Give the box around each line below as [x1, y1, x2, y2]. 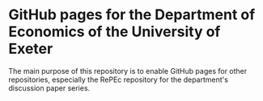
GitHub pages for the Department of [8, 6, 256, 24]
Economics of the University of [8, 22, 221, 41]
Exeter [8, 40, 53, 58]
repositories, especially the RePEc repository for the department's [8, 75, 229, 84]
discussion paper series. [8, 83, 91, 93]
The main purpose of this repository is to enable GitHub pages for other [8, 66, 248, 75]
